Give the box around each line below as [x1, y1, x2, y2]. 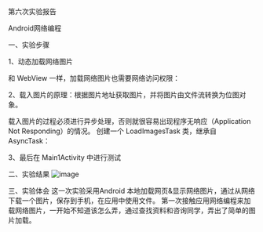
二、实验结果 [8, 169, 49, 179]
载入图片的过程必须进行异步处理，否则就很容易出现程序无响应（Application [8, 117, 251, 125]
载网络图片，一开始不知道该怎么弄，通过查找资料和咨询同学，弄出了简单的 [8, 206, 249, 215]
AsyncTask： [8, 136, 51, 145]
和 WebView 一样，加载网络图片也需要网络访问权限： [8, 74, 181, 82]
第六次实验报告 [8, 7, 57, 16]
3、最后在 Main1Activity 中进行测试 [8, 153, 122, 162]
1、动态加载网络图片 [8, 57, 73, 66]
